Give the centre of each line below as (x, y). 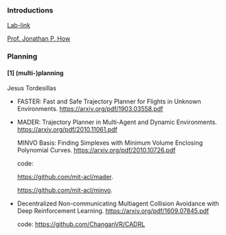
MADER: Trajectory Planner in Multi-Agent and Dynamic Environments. (117, 122)
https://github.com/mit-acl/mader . (65, 177)
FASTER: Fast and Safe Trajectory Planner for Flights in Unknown (109, 101)
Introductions (30, 10)
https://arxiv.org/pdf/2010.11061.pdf (67, 130)
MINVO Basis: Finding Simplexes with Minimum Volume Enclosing (110, 143)
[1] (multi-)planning (35, 73)
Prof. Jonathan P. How (39, 39)
